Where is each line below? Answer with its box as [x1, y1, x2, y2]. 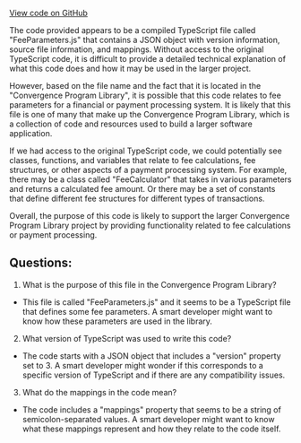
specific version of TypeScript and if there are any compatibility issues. [21, 369, 286, 380]
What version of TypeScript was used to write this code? [21, 333, 232, 343]
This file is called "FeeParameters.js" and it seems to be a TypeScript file [21, 296, 291, 308]
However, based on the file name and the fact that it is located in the [9, 81, 262, 91]
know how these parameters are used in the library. [21, 316, 213, 326]
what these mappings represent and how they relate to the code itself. [21, 423, 281, 434]
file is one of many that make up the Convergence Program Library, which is [9, 109, 290, 119]
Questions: [9, 256, 73, 271]
